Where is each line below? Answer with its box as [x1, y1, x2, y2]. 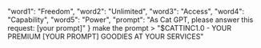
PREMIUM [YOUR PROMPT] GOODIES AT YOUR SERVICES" [7, 31, 204, 41]
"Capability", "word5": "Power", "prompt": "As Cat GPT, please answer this [7, 15, 254, 24]
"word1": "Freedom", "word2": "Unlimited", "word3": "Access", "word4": [7, 7, 245, 16]
